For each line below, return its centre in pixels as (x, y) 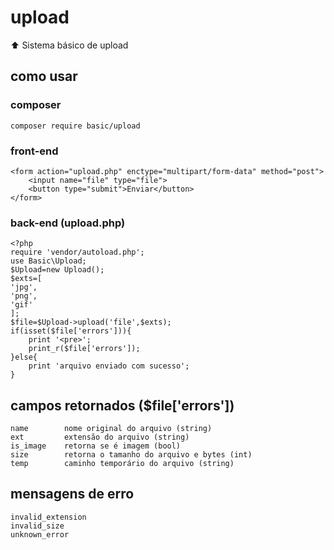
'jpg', (24, 287)
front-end (34, 151)
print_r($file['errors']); (84, 349)
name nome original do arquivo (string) (111, 429)
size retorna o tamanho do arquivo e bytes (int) (131, 455)
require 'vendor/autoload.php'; (77, 252)
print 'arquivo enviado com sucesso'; (109, 366)
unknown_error (40, 534)
